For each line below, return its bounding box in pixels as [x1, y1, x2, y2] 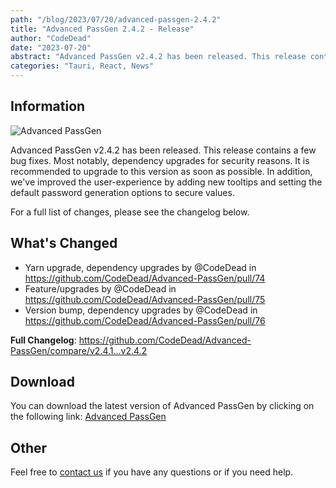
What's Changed [10, 235, 118, 252]
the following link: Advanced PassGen [10, 411, 167, 423]
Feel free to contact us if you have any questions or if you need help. [10, 466, 294, 478]
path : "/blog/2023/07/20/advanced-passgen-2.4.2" [10, 14, 222, 25]
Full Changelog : [10, 334, 77, 346]
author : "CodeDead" [10, 33, 92, 43]
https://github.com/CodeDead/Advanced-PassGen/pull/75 [24, 293, 266, 305]
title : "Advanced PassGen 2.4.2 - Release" [10, 24, 195, 34]
